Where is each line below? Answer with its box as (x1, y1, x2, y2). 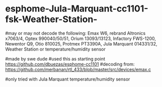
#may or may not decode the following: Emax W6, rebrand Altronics (5, 30, 146, 36)
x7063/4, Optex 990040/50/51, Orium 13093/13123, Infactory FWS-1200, (5, 35, 156, 41)
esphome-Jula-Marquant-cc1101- (5, 3, 148, 14)
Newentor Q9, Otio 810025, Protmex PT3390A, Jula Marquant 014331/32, (5, 40, 157, 46)
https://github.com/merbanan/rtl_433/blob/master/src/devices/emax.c (5, 66, 151, 72)
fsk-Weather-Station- (5, 13, 98, 25)
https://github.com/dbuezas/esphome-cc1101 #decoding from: (5, 61, 135, 67)
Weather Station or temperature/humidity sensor (5, 46, 106, 52)
